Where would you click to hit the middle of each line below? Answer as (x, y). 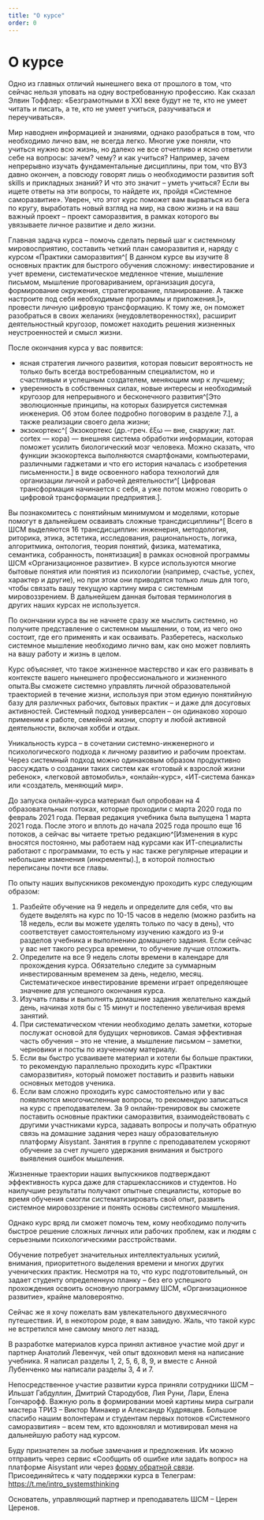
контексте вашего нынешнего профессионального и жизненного (117, 678)
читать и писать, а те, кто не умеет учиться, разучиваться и (110, 109)
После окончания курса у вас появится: (76, 348)
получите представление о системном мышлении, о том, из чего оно (125, 629)
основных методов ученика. (67, 1083)
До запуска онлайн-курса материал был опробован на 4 (104, 801)
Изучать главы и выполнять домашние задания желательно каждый (135, 999)
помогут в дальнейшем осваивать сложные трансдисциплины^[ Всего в (130, 521)
